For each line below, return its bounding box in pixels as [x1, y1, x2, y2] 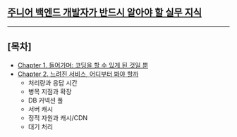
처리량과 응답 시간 [28, 78, 78, 86]
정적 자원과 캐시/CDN [28, 113, 88, 122]
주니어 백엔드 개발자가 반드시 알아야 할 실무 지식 [7, 6, 202, 19]
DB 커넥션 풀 [28, 96, 63, 104]
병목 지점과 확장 [28, 87, 72, 96]
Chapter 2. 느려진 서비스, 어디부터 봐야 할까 [17, 70, 139, 78]
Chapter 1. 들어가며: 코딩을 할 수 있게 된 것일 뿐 [17, 60, 149, 69]
